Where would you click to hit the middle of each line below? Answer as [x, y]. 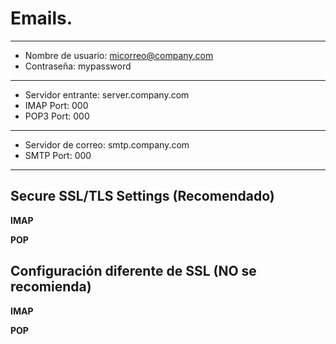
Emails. [41, 18]
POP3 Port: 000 [57, 116]
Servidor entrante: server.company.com [107, 94]
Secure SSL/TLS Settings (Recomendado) [142, 196]
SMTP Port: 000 [58, 155]
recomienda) [51, 287]
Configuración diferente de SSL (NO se [133, 271]
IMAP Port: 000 [56, 105]
